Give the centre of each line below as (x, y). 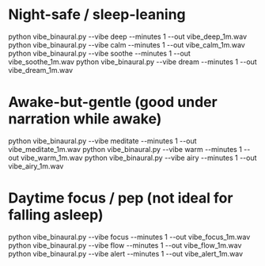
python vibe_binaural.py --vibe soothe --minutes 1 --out (100, 53)
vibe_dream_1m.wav (41, 70)
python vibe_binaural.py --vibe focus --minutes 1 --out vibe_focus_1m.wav (129, 237)
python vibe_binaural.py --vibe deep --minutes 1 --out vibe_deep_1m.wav (128, 36)
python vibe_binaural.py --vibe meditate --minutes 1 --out (102, 141)
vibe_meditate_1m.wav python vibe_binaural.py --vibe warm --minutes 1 (125, 149)
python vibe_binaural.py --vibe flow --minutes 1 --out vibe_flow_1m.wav (125, 245)
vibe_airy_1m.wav (36, 166)
